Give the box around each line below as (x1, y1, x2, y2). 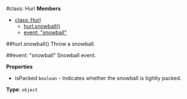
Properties (6, 63, 33, 70)
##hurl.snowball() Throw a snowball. (6, 41, 96, 47)
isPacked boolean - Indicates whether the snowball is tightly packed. (14, 75, 182, 81)
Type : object (6, 86, 38, 93)
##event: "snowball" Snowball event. (6, 52, 96, 58)
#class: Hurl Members (6, 5, 61, 12)
